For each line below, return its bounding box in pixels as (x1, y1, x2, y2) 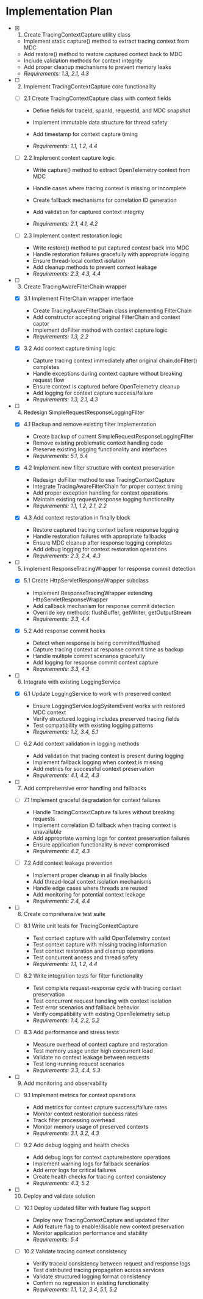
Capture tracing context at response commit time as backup (32, 645, 184, 653)
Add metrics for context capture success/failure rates (32, 1104, 168, 1111)
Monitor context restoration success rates (32, 1110, 138, 1117)
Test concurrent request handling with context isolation (32, 997, 172, 1004)
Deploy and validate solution (23, 1192, 95, 1200)
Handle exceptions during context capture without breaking (32, 370, 182, 378)
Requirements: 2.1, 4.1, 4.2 (32, 220, 98, 227)
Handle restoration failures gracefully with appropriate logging (32, 251, 190, 258)
